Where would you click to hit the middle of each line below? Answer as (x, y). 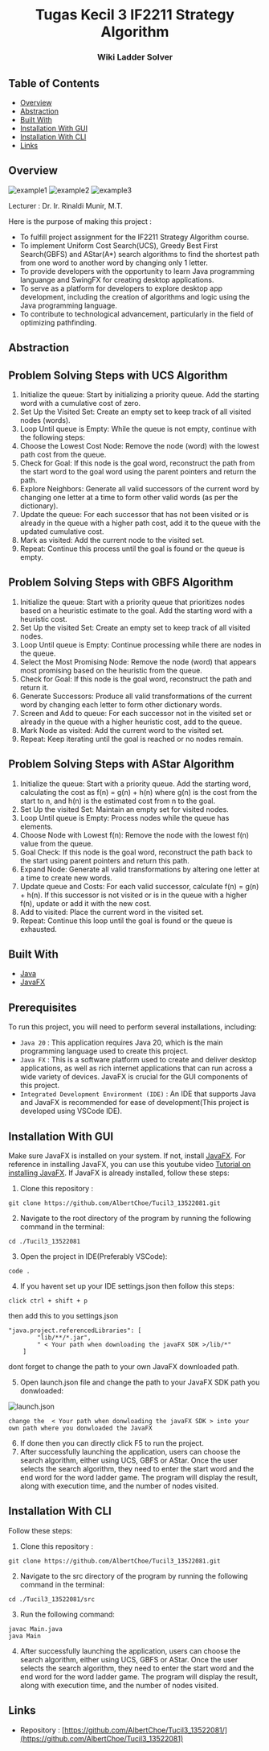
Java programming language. (69, 305)
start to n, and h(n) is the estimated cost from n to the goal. (117, 801)
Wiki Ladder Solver (135, 57)
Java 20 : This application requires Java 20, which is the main (121, 1043)
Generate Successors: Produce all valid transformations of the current (136, 696)
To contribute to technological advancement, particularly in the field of (137, 314)
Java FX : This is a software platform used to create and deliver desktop (138, 1060)
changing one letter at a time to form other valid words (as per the (129, 497)
